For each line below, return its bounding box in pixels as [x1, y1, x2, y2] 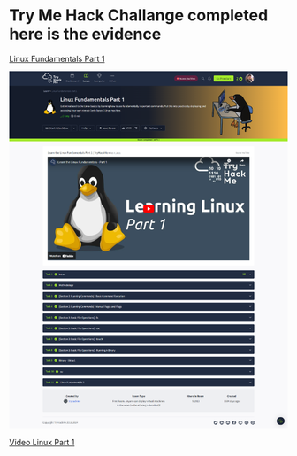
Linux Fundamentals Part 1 [9, 53, 105, 64]
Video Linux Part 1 [9, 437, 75, 448]
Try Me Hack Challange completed [9, 5, 269, 26]
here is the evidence [9, 24, 162, 44]
